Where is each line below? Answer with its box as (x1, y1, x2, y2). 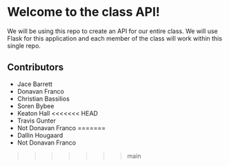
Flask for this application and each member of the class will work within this (7, 34, 223, 42)
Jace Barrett (17, 80, 53, 88)
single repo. (7, 41, 41, 50)
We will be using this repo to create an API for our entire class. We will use (7, 27, 219, 35)
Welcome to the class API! (7, 4, 160, 20)
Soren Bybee (17, 101, 54, 110)
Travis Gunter (17, 116, 57, 125)
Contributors (7, 61, 64, 73)
